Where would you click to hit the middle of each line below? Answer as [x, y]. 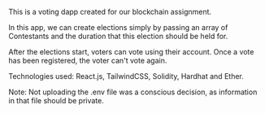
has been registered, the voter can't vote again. [88, 61]
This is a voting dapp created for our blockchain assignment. [110, 12]
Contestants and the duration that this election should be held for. [118, 36]
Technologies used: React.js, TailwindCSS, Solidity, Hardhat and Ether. [126, 76]
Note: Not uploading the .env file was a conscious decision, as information [133, 92]
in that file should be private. [56, 100]
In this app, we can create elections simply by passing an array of [118, 27]
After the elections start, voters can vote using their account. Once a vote [131, 52]
